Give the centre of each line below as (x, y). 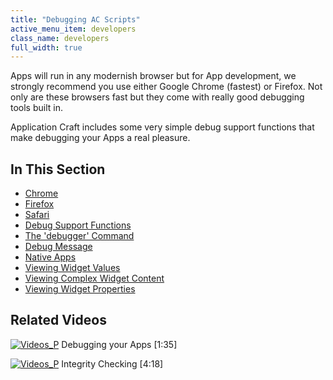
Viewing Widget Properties (80, 289)
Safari (37, 215)
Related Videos (58, 320)
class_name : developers (60, 38)
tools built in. (36, 108)
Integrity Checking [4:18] (112, 363)
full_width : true (46, 47)
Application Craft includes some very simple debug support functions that (162, 127)
